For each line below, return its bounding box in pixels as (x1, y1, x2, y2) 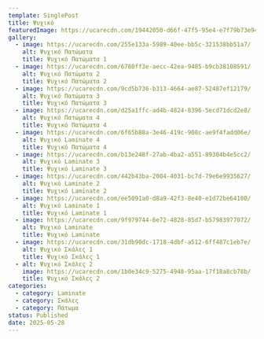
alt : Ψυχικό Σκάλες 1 (22, 245, 93, 253)
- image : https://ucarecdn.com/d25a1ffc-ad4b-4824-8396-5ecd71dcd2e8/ (15, 107, 251, 115)
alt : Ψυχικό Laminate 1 (22, 201, 101, 209)
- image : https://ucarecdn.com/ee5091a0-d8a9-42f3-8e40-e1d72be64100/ (15, 194, 251, 202)
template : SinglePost (8, 11, 79, 20)
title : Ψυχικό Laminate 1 (22, 209, 108, 217)
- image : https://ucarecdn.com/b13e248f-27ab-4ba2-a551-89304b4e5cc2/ (15, 150, 251, 158)
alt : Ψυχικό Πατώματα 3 (22, 92, 101, 100)
